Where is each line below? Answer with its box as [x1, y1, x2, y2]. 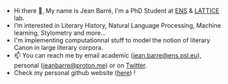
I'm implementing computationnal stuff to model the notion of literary [13, 36, 211, 44]
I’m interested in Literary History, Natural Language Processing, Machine [13, 22, 222, 29]
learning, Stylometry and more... [13, 28, 106, 37]
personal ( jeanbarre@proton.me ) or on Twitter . [13, 61, 148, 69]
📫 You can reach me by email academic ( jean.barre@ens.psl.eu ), [13, 51, 202, 59]
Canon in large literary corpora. [13, 44, 104, 51]
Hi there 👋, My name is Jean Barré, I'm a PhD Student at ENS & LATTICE [13, 7, 220, 15]
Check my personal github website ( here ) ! [13, 69, 136, 76]
